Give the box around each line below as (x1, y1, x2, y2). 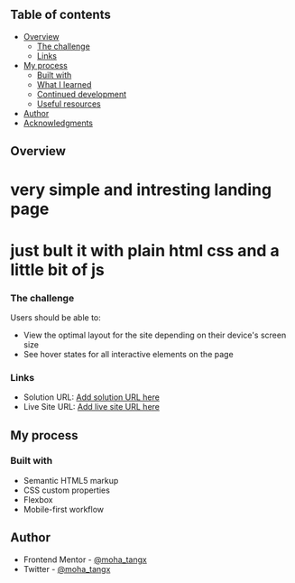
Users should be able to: (10, 311, 102, 323)
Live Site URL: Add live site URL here (23, 402, 161, 412)
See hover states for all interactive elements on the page (23, 348, 234, 359)
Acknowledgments (23, 117, 94, 128)
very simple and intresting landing (10, 180, 272, 200)
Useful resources (36, 98, 102, 109)
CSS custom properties (23, 485, 111, 495)
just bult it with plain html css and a (10, 240, 281, 261)
